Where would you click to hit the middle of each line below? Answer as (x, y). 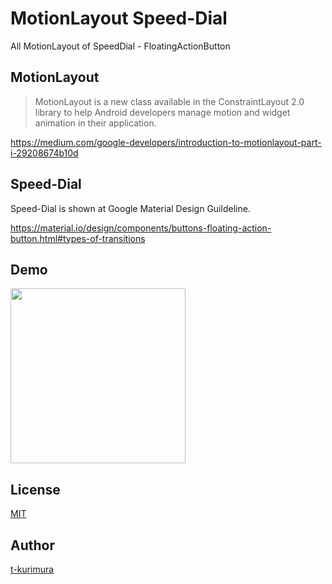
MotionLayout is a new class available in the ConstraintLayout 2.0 (169, 101)
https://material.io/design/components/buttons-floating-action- (141, 228)
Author (32, 545)
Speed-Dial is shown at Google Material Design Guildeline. (130, 208)
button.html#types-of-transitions (78, 238)
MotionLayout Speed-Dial (119, 18)
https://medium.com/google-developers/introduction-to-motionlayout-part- (166, 142)
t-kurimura (32, 569)
